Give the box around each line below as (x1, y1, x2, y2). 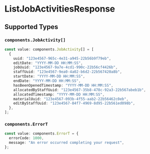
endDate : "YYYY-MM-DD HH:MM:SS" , (13, 78, 81, 83)
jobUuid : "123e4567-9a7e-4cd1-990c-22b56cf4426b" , (13, 65, 118, 70)
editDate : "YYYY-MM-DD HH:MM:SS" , (13, 61, 83, 65)
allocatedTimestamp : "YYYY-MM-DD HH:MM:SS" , (13, 92, 105, 97)
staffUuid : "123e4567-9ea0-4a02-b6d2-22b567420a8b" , (13, 69, 122, 75)
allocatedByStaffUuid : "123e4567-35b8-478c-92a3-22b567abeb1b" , (13, 87, 146, 92)
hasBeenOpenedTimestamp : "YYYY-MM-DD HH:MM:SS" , (13, 83, 114, 88)
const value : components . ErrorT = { (4, 131, 79, 136)
